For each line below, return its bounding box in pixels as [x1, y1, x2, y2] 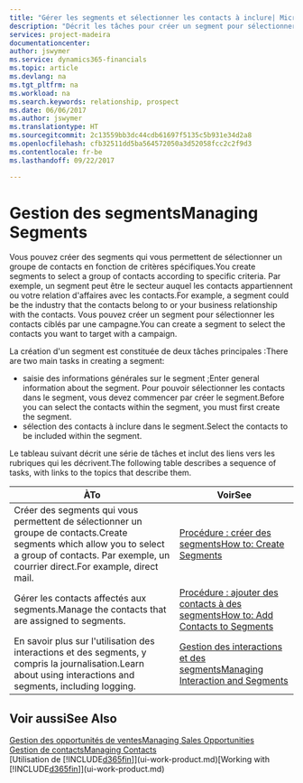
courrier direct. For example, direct [14, 561, 159, 573]
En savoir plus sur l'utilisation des [14, 635, 155, 648]
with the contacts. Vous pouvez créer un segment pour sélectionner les [9, 309, 275, 321]
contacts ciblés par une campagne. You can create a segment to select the [9, 319, 286, 330]
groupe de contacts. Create [14, 527, 128, 539]
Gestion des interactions [179, 640, 282, 653]
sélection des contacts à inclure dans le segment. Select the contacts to [22, 421, 289, 432]
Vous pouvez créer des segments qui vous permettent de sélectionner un [9, 252, 282, 263]
